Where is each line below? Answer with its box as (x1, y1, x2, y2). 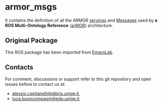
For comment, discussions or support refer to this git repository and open (5, 76, 151, 82)
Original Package (5, 37, 58, 45)
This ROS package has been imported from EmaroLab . (5, 49, 114, 55)
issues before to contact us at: (5, 81, 66, 87)
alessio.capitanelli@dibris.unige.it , (12, 91, 80, 96)
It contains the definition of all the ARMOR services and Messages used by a (5, 17, 158, 23)
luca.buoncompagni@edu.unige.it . (12, 95, 81, 101)
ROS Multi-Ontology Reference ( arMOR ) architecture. (5, 22, 113, 28)
